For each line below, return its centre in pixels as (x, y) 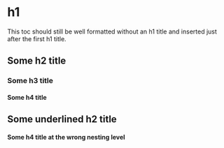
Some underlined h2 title (62, 119)
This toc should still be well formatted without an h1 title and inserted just (112, 31)
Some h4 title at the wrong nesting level (66, 137)
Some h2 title (37, 61)
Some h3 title (30, 81)
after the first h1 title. (37, 38)
